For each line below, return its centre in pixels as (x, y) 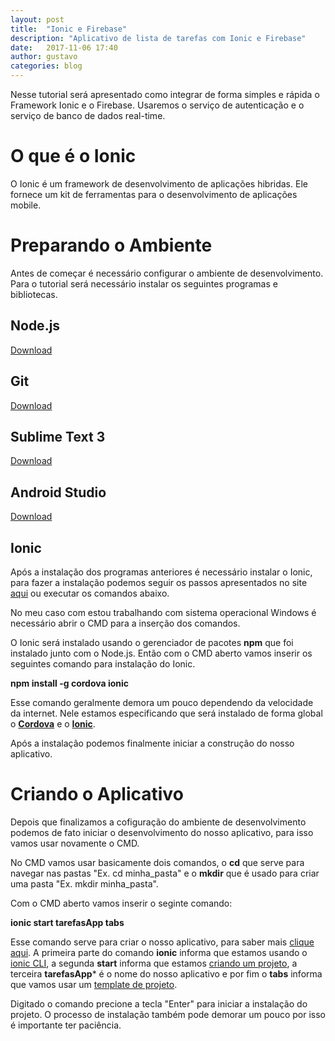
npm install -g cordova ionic (70, 683)
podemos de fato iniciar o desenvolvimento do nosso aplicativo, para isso (162, 832)
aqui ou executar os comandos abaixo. (90, 593)
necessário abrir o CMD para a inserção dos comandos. (125, 623)
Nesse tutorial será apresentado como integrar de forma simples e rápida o (165, 94)
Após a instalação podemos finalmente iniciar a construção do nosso (152, 743)
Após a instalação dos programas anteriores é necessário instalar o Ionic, (161, 572)
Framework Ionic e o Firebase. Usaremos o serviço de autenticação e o (157, 105)
